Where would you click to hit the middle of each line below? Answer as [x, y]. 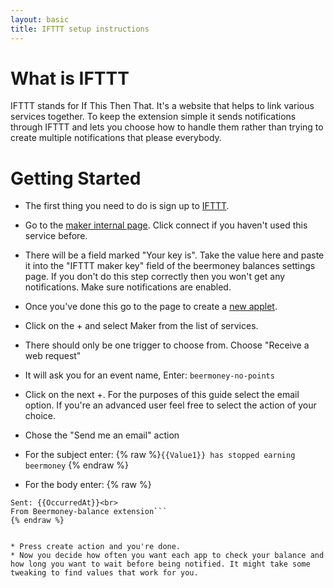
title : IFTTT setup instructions [80, 29]
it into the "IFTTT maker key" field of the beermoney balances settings [170, 266]
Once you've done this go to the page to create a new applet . [151, 307]
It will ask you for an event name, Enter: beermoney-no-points [149, 375]
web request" [53, 356]
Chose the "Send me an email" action [102, 435]
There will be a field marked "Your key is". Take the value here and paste [174, 255]
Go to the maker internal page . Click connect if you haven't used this [166, 225]
